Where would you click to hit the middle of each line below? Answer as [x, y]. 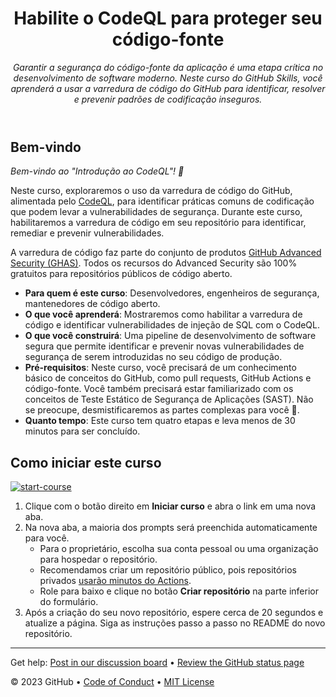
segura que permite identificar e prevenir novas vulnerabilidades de [164, 346]
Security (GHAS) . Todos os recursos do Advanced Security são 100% [154, 263]
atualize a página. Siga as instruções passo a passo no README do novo [175, 623]
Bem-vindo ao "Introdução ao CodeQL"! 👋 [97, 171]
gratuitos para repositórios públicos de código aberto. [121, 274]
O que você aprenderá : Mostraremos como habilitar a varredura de [163, 314]
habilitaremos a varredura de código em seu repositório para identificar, [158, 223]
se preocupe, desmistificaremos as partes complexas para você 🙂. [162, 410]
